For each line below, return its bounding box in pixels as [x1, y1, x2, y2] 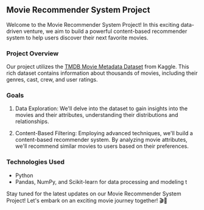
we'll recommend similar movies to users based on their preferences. [15, 142, 189, 150]
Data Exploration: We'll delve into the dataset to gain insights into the [15, 105, 188, 112]
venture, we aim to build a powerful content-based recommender [23, 27, 188, 35]
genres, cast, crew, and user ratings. [6, 76, 98, 83]
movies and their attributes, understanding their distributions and [15, 111, 178, 119]
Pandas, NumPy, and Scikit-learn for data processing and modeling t [15, 178, 188, 185]
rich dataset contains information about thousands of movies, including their [6, 69, 198, 77]
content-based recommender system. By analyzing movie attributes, [15, 136, 188, 144]
